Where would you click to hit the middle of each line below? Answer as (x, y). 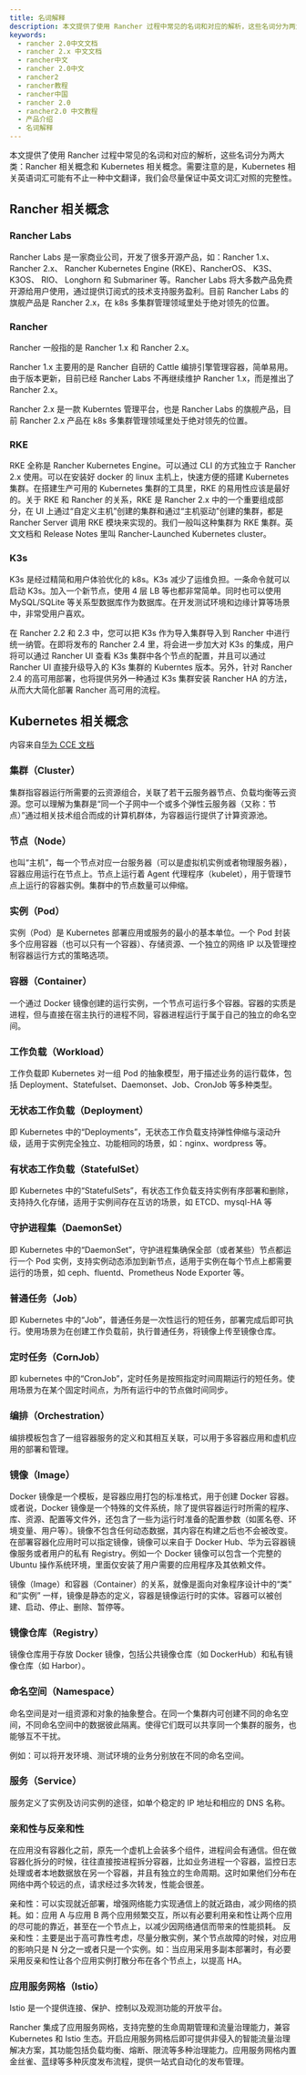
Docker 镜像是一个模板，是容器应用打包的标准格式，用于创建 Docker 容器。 (152, 1496)
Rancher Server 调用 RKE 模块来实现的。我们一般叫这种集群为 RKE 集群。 (147, 523)
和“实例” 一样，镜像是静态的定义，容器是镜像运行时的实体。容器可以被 (142, 1595)
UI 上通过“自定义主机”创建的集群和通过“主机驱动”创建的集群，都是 (159, 511)
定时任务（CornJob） (57, 1357)
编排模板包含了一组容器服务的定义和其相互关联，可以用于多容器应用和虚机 (149, 1437)
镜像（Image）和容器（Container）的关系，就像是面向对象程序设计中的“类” (151, 1584)
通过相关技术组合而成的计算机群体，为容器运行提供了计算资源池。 (149, 815)
